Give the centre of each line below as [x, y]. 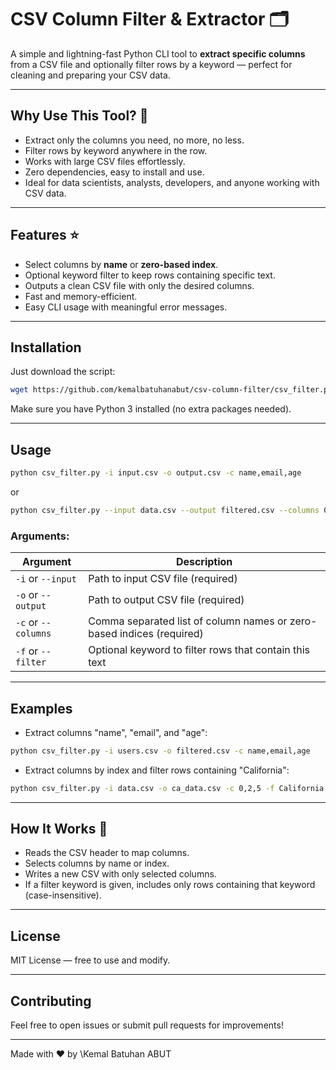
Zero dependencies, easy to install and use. [114, 172]
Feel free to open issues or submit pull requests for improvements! [147, 1025]
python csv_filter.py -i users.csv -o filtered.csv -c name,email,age [160, 751]
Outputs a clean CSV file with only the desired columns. [139, 285]
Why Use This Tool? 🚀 [79, 116]
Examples [41, 708]
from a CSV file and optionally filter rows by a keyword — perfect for [151, 64]
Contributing [51, 1001]
